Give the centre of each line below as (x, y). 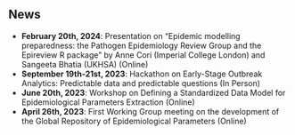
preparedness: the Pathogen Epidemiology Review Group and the (141, 45)
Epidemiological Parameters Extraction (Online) (108, 102)
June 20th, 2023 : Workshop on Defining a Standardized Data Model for (153, 92)
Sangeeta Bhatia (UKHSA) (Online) (85, 64)
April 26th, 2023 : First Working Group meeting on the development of (150, 111)
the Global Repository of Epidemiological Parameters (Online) (134, 121)
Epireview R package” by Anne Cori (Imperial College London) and (143, 55)
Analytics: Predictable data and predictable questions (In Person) (140, 83)
